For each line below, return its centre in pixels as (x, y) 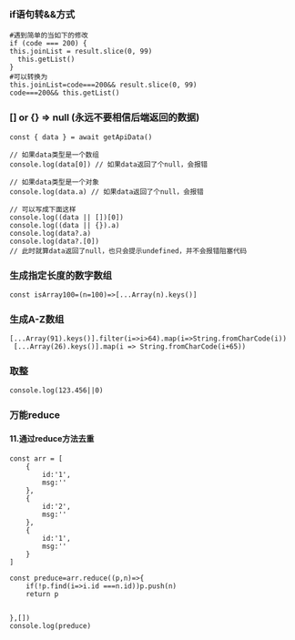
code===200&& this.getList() (65, 93)
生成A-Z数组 (37, 319)
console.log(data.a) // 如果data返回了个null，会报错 (107, 192)
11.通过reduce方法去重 (52, 438)
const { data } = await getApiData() (81, 137)
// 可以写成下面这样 (43, 209)
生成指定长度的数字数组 (61, 275)
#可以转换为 (29, 77)
